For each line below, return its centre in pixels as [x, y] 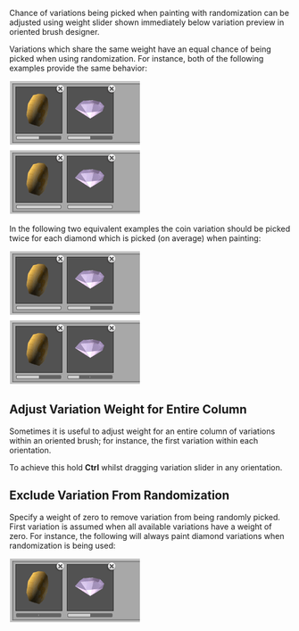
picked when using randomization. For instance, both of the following [137, 58]
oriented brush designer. [54, 32]
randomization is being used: [62, 545]
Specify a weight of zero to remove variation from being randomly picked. [145, 517]
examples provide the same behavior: [78, 68]
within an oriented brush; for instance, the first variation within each [134, 440]
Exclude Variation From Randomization [120, 496]
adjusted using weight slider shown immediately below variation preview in [147, 22]
